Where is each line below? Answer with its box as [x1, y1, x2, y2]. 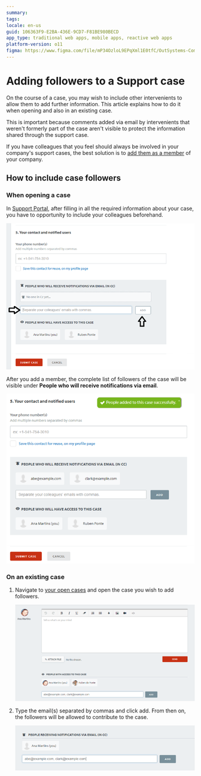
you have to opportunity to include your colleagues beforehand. [6, 211, 163, 218]
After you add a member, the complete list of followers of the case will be [6, 376, 187, 383]
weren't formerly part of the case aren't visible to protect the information [6, 125, 185, 132]
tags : [6, 16, 20, 22]
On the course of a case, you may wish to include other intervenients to [6, 94, 182, 101]
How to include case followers [6, 173, 121, 183]
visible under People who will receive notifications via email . [6, 382, 159, 390]
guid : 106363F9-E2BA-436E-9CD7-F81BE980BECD [6, 29, 119, 35]
